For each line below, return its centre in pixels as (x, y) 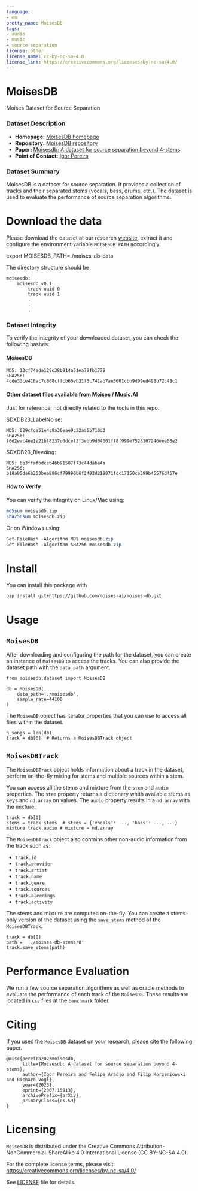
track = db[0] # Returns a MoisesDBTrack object (69, 738)
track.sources (32, 890)
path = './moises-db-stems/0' (45, 942)
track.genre (30, 883)
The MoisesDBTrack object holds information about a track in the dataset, (95, 770)
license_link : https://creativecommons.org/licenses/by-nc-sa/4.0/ (92, 62)
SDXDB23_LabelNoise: (34, 419)
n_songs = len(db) (29, 733)
